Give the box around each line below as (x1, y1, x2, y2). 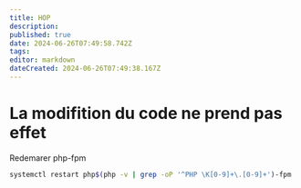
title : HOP (9, 13, 51, 23)
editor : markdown (9, 55, 76, 64)
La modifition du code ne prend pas (9, 104, 283, 124)
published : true (9, 30, 71, 39)
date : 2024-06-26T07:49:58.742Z (9, 38, 132, 48)
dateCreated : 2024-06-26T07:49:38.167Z (9, 64, 161, 74)
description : (9, 22, 59, 31)
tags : (9, 47, 30, 56)
